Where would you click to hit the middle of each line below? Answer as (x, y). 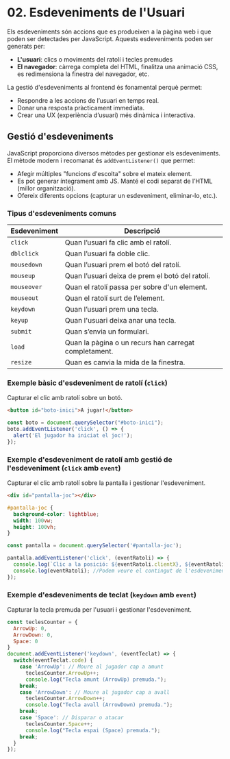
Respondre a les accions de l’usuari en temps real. (88, 100)
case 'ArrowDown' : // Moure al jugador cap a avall (94, 692)
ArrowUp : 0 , (30, 628)
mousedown (26, 265)
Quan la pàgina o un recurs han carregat (130, 343)
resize (21, 362)
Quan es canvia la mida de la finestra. (125, 362)
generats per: (26, 46)
